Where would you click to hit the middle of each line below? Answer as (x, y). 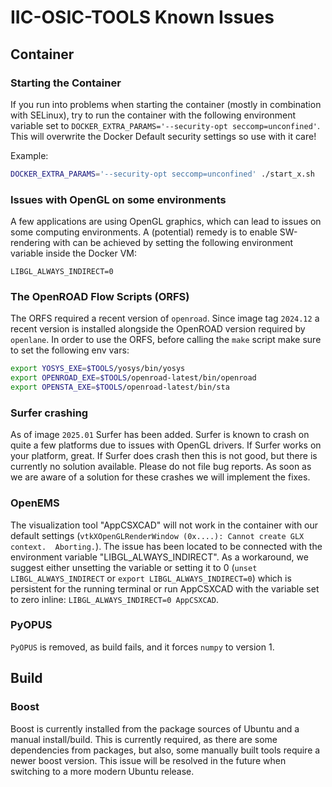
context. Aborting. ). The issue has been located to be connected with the (166, 546)
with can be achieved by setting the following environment (173, 243)
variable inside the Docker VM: (74, 253)
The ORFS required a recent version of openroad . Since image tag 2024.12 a (165, 318)
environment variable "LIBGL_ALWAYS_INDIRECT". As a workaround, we (159, 557)
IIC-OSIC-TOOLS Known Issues (142, 17)
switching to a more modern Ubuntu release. (102, 771)
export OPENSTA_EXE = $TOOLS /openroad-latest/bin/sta (120, 387)
